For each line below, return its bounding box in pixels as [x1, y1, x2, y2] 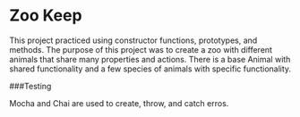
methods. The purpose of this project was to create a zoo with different [9, 44, 273, 54]
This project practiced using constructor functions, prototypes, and [9, 35, 258, 46]
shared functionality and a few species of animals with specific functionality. [9, 63, 292, 74]
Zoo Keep [9, 5, 82, 26]
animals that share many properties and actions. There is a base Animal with [9, 54, 291, 64]
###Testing [9, 80, 52, 91]
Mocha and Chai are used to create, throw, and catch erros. [9, 97, 229, 108]
